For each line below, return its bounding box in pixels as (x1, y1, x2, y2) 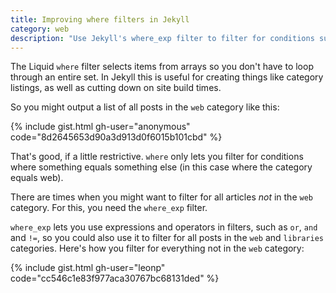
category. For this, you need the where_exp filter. (10, 202, 208, 214)
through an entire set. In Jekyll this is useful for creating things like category (10, 71, 324, 83)
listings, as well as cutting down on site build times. (10, 82, 222, 94)
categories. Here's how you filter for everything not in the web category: (10, 242, 305, 255)
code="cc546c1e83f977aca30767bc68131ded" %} (10, 272, 220, 285)
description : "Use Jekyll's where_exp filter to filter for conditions (10, 33, 315, 43)
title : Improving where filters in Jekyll (10, 14, 190, 25)
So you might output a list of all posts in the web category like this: (10, 101, 280, 113)
